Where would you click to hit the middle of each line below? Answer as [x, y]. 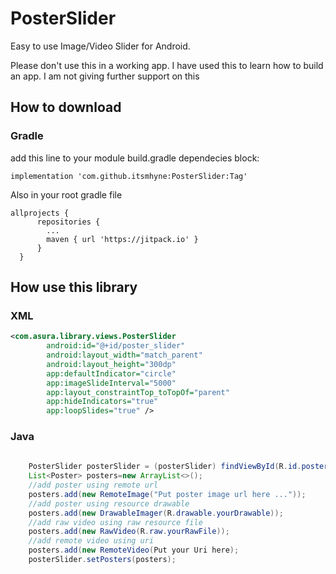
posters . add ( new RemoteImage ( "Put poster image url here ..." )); [167, 494]
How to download [66, 107]
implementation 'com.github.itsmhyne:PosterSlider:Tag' [129, 176]
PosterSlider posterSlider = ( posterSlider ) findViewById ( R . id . [165, 467]
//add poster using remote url [93, 485]
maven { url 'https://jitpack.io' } [122, 239]
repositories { [68, 222]
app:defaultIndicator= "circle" [111, 373]
